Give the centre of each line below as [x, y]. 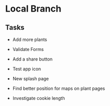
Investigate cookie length [39, 98]
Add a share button [33, 59]
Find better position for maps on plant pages [59, 88]
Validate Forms [28, 49]
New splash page [31, 78]
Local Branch [33, 9]
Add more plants [30, 39]
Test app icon [27, 69]
